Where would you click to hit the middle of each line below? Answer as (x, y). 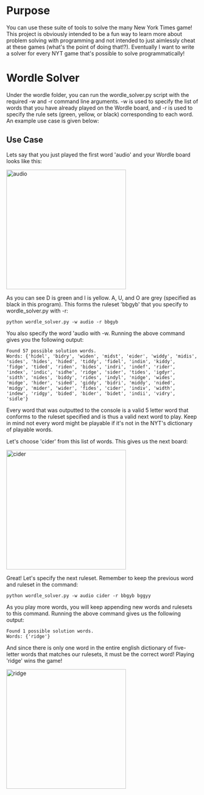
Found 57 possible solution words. (51, 351)
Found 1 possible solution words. (50, 631)
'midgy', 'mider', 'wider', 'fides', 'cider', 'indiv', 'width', (91, 388)
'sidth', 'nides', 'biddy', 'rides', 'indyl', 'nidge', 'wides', (91, 377)
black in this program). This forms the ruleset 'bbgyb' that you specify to (97, 304)
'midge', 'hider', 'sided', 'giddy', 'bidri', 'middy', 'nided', (91, 383)
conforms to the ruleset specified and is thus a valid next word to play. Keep (102, 416)
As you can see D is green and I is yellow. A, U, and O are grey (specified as (101, 298)
